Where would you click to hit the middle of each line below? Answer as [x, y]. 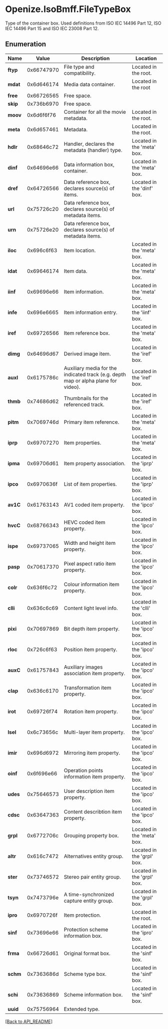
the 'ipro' [142, 932]
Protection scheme [86, 929]
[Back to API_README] [29, 1021]
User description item [89, 791]
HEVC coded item [84, 522]
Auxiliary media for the [90, 368]
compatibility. [80, 73]
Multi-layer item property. [94, 732]
